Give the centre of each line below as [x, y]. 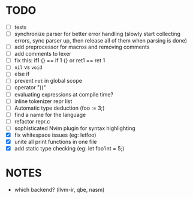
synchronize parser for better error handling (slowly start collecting [97, 34]
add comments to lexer [43, 54]
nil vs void [28, 67]
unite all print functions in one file [55, 141]
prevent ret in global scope [48, 81]
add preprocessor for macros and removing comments [82, 47]
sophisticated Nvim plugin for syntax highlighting [75, 128]
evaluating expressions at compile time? [64, 94]
